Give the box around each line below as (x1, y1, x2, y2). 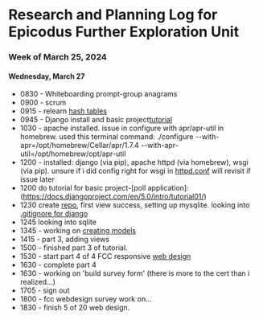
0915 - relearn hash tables (19, 106, 107, 116)
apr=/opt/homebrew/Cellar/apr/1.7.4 (19, 141, 139, 150)
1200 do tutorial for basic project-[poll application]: (19, 183, 189, 193)
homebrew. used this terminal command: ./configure (19, 132, 194, 142)
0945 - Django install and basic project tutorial (19, 115, 173, 125)
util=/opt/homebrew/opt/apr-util (19, 149, 126, 158)
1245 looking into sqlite (19, 217, 97, 227)
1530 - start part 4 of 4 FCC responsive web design (19, 252, 191, 261)
